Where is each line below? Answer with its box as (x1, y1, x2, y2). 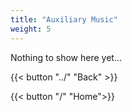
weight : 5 (10, 24, 52, 34)
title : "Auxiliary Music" (10, 14, 118, 25)
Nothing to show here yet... (10, 51, 122, 63)
